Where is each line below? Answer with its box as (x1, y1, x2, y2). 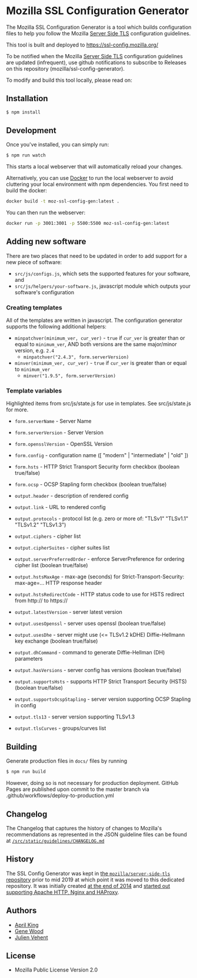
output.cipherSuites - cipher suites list (14, 544, 110, 551)
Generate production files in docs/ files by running (6, 757, 128, 764)
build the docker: (6, 187, 47, 194)
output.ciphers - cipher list (14, 533, 81, 540)
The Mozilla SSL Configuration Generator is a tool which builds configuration (6, 24, 192, 31)
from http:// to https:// (14, 597, 68, 604)
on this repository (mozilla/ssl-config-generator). (6, 65, 125, 72)
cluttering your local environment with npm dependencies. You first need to (6, 181, 189, 188)
